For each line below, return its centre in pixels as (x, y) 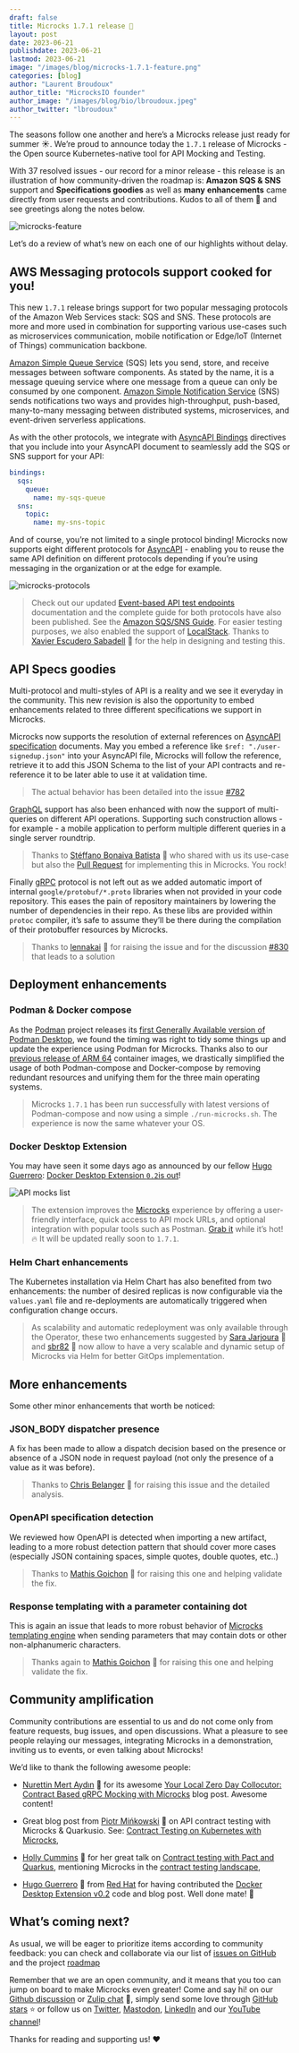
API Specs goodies (62, 669)
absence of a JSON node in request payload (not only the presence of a (141, 1458)
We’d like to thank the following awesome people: (100, 1767)
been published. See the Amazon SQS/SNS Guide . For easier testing (157, 622)
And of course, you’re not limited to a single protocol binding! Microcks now (149, 540)
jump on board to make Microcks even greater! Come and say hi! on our (141, 1989)
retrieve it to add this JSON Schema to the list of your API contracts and (141, 765)
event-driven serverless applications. (78, 420)
